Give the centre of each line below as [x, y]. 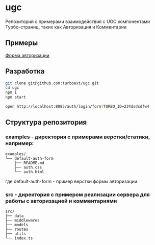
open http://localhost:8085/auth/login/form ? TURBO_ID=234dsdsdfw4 [77, 107]
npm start [16, 97]
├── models [17, 225]
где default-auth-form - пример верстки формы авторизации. [72, 181]
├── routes [17, 229]
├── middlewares [22, 220]
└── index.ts [19, 238]
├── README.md [29, 163]
